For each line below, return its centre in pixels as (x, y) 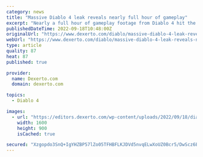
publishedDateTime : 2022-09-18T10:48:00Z (59, 29)
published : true (27, 62)
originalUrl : (23, 34)
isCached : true (36, 134)
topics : (16, 95)
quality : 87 (21, 51)
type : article (24, 46)
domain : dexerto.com (37, 84)
